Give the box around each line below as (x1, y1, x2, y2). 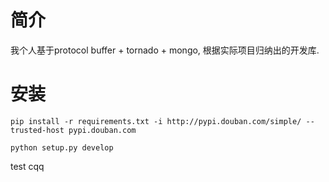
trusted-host (10, 125, 65, 135)
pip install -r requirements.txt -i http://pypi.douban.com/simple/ (10, 116, 302, 126)
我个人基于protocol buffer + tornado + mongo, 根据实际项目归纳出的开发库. (10, 44, 320, 56)
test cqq (10, 160, 45, 172)
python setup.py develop (10, 142, 114, 153)
